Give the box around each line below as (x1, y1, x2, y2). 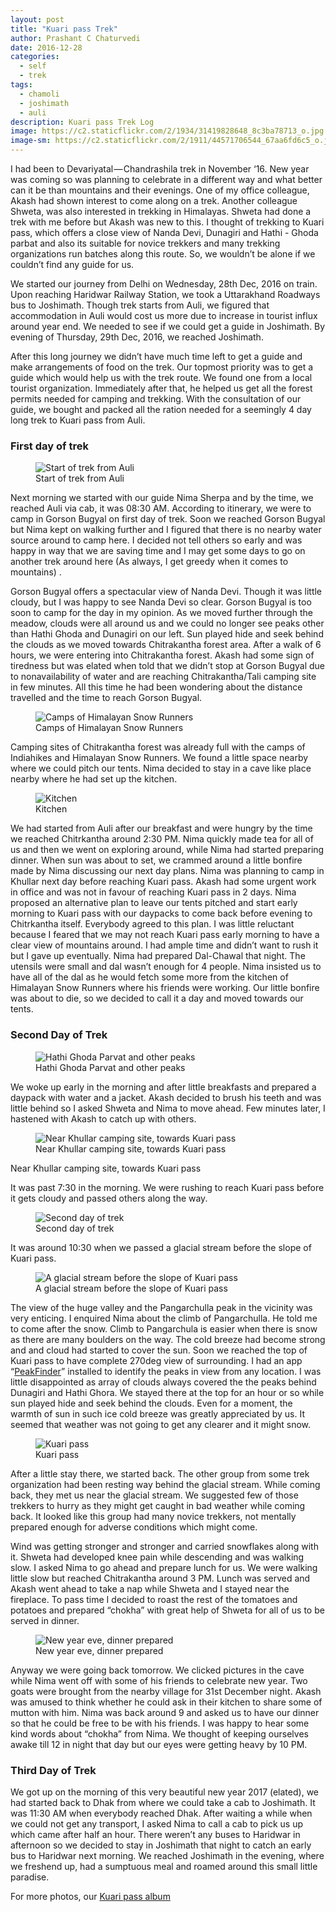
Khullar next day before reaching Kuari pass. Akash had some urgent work (10, 876, 317, 888)
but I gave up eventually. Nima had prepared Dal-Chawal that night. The (10, 950, 306, 962)
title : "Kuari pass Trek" (10, 24, 118, 34)
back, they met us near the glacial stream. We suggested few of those (10, 1489, 299, 1501)
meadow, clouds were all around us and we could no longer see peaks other (10, 617, 325, 630)
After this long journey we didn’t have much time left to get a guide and (10, 351, 303, 362)
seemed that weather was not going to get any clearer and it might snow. (10, 1418, 312, 1430)
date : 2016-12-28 (10, 42, 83, 53)
